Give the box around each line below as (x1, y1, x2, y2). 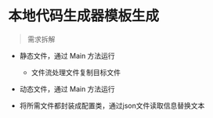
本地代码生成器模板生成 (8, 7, 160, 25)
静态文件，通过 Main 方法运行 (19, 51, 115, 60)
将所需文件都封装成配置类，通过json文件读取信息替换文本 (19, 101, 205, 110)
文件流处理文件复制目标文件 (31, 67, 121, 77)
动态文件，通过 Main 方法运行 (19, 84, 115, 94)
